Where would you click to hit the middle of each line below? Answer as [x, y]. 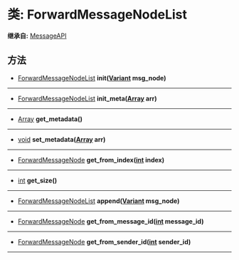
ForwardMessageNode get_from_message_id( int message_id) [111, 221]
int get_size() [37, 180]
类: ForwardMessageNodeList [97, 15]
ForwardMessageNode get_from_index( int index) [91, 160]
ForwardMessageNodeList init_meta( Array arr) [87, 98]
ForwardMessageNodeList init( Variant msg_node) [92, 78]
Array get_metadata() [50, 119]
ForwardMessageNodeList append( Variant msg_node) [99, 201]
